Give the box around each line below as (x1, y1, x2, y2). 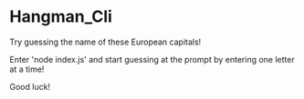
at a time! (9, 64, 45, 74)
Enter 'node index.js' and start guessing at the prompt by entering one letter (9, 54, 295, 64)
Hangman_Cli (9, 6, 112, 27)
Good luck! (9, 81, 51, 92)
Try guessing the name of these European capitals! (9, 36, 202, 47)
